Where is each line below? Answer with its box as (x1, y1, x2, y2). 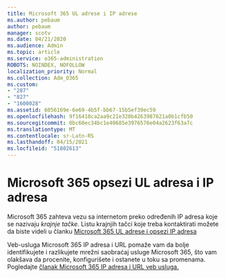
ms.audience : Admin (7, 42, 64, 49)
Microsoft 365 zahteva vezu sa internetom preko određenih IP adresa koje (7, 212, 218, 221)
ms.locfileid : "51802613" (7, 145, 82, 152)
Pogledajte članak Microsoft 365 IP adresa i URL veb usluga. (7, 262, 179, 270)
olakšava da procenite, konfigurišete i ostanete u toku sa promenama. (7, 255, 206, 263)
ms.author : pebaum (7, 17, 60, 24)
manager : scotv (7, 29, 51, 37)
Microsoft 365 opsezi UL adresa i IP (7, 175, 214, 191)
